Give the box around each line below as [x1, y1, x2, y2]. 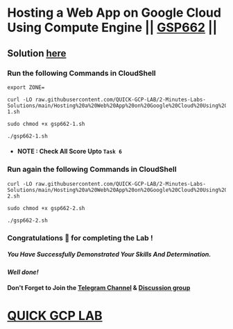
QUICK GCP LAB [7, 308, 103, 324]
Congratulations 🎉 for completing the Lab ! [7, 233, 153, 243]
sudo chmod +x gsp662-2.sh [7, 204, 85, 211]
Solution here [7, 47, 67, 59]
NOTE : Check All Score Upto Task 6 [17, 147, 123, 156]
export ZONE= [7, 83, 45, 91]
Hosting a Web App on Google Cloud [7, 5, 222, 21]
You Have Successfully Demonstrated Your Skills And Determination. [7, 250, 212, 259]
